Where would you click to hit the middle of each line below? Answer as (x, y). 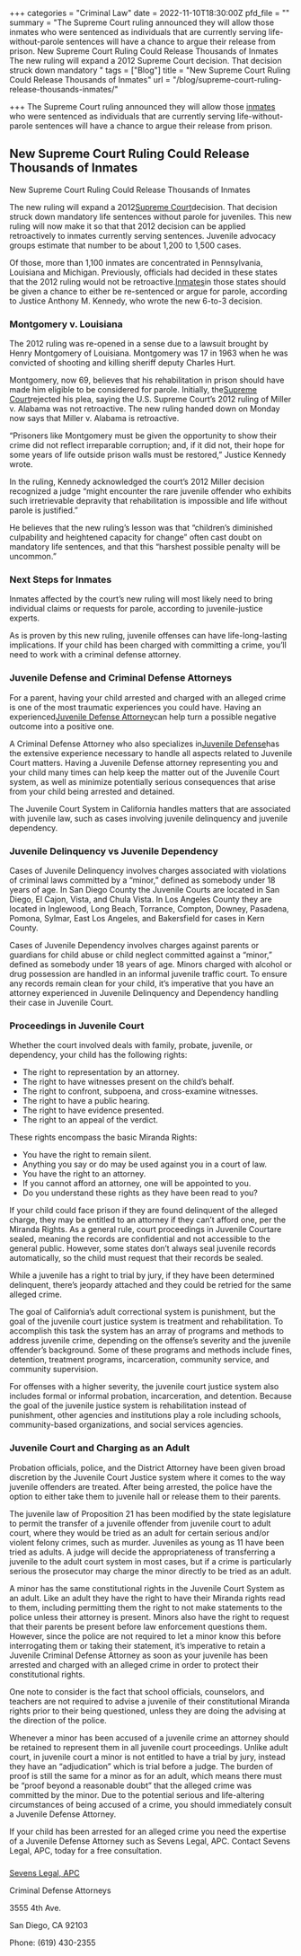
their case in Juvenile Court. (62, 1002)
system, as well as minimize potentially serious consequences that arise (142, 781)
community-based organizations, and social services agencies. (126, 1425)
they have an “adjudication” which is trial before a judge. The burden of (142, 1766)
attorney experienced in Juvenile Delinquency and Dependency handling (144, 993)
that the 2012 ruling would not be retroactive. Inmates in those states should (148, 281)
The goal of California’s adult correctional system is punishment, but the (142, 1312)
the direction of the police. (58, 1720)
